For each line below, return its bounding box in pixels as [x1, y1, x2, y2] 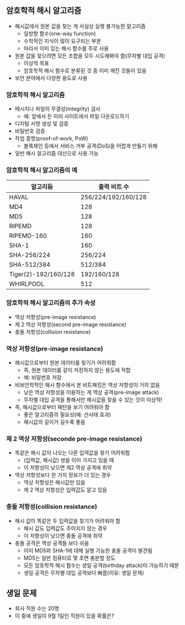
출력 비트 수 [98, 183, 129, 191]
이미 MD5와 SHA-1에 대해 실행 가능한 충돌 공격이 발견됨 [23, 547, 152, 554]
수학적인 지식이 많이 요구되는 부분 [23, 37, 102, 44]
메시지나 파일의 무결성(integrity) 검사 [14, 106, 100, 113]
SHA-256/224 [9, 251, 51, 259]
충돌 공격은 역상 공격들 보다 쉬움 [14, 539, 89, 547]
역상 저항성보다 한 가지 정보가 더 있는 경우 [14, 471, 111, 479]
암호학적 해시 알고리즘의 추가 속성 [6, 299, 96, 307]
